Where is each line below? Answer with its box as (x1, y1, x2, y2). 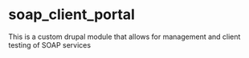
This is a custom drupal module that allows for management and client (8, 32, 241, 41)
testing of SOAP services (8, 40, 91, 49)
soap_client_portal (8, 6, 135, 24)
